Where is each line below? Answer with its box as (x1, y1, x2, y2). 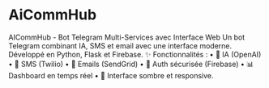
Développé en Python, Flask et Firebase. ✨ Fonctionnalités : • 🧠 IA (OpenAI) (8, 49, 262, 59)
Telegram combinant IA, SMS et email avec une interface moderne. (8, 40, 233, 50)
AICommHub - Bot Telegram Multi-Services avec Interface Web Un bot (8, 32, 246, 42)
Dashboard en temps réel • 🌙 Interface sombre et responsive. (8, 70, 214, 80)
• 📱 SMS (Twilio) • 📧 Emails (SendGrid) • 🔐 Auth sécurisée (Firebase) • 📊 (8, 59, 254, 69)
